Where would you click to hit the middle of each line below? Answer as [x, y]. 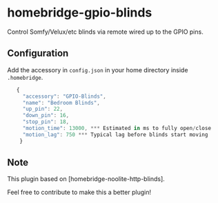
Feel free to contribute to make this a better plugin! [79, 192]
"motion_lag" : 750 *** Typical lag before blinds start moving [115, 135]
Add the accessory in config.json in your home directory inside [98, 70]
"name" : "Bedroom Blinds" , [61, 103]
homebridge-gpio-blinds [80, 13]
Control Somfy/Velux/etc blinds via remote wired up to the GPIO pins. [105, 32]
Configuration [38, 53]
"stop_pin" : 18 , [46, 122]
